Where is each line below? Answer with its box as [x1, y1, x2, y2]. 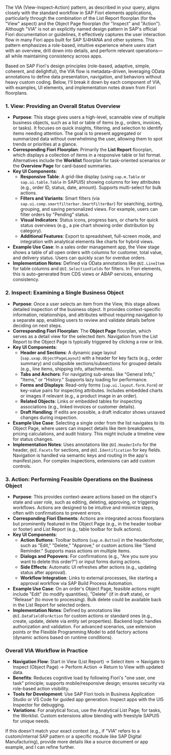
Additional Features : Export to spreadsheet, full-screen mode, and [20, 233, 161, 239]
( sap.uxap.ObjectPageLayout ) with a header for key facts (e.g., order [20, 355, 163, 361]
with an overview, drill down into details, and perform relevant [5, 48, 135, 53]
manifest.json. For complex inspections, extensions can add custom [12, 458, 155, 464]
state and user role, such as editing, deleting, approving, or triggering [12, 499, 159, 505]
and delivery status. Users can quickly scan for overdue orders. [12, 255, 146, 261]
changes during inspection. [20, 414, 78, 421]
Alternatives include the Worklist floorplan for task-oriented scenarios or [12, 157, 166, 163]
